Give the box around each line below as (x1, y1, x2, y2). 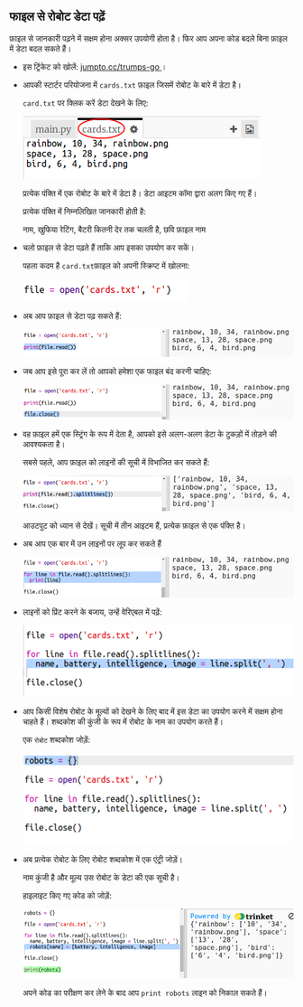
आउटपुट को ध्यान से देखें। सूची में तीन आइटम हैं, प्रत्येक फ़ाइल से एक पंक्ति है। (22, 520, 246, 531)
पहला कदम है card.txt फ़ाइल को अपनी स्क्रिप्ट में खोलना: (22, 259, 190, 271)
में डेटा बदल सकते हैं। (9, 42, 72, 54)
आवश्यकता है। (22, 439, 66, 450)
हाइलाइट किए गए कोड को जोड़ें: (22, 890, 113, 900)
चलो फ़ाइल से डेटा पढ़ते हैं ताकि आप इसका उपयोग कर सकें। (22, 241, 195, 253)
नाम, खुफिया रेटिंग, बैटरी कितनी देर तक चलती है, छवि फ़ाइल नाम (22, 223, 206, 235)
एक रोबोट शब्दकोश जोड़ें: (22, 734, 91, 746)
